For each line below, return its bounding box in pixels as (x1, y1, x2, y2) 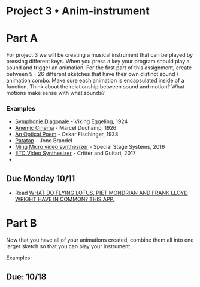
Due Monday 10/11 (6, 173, 75, 184)
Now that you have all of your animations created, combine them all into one (6, 236, 194, 243)
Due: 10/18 (6, 271, 47, 282)
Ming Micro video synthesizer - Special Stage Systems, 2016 (14, 143, 165, 151)
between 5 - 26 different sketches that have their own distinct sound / (6, 71, 178, 78)
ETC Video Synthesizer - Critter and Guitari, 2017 (14, 149, 136, 157)
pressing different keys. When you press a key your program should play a (6, 58, 190, 65)
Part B (6, 216, 37, 230)
